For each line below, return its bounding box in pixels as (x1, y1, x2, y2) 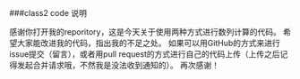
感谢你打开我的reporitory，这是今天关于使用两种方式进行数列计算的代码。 (9, 27, 282, 37)
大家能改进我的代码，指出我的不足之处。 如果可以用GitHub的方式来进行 (16, 38, 280, 48)
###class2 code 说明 (9, 8, 88, 18)
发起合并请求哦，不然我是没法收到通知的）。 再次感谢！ (16, 60, 219, 70)
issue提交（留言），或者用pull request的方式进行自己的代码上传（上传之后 (9, 49, 280, 59)
